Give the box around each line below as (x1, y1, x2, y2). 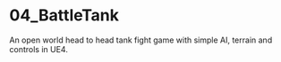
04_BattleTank (9, 5, 119, 26)
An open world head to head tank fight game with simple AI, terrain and (9, 35, 273, 45)
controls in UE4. (9, 43, 69, 54)
